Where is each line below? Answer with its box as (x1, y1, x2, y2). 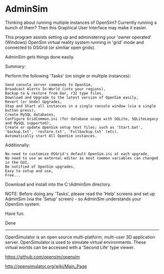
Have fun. (5, 211, 25, 216)
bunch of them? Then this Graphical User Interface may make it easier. (5, 24, 147, 30)
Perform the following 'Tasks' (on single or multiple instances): (5, 73, 131, 78)
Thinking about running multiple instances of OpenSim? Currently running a (5, 20, 157, 25)
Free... (5, 173, 21, 177)
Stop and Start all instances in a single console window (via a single (5, 103, 156, 108)
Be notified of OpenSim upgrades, (5, 164, 76, 169)
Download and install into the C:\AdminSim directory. (5, 181, 111, 187)
